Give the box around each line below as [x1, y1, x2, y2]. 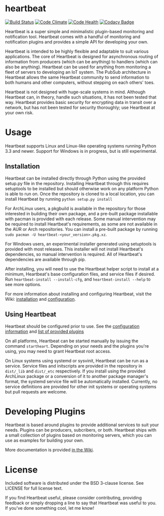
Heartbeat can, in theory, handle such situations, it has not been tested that [5, 94, 157, 100]
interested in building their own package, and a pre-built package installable [5, 210, 158, 216]
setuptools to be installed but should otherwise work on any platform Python [5, 186, 159, 191]
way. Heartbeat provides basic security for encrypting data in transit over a [5, 99, 156, 105]
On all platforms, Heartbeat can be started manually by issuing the [5, 338, 139, 344]
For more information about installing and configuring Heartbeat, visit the [5, 291, 152, 297]
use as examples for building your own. [5, 437, 84, 443]
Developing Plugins [5, 406, 85, 417]
